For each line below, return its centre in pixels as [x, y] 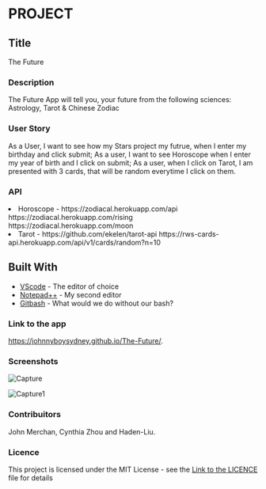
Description [31, 82]
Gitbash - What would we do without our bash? [97, 303]
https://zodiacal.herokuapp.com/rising [70, 217]
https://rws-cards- [189, 233]
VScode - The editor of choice [69, 286]
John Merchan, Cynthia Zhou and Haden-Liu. [82, 431]
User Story [29, 129]
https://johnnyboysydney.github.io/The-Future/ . [86, 341]
